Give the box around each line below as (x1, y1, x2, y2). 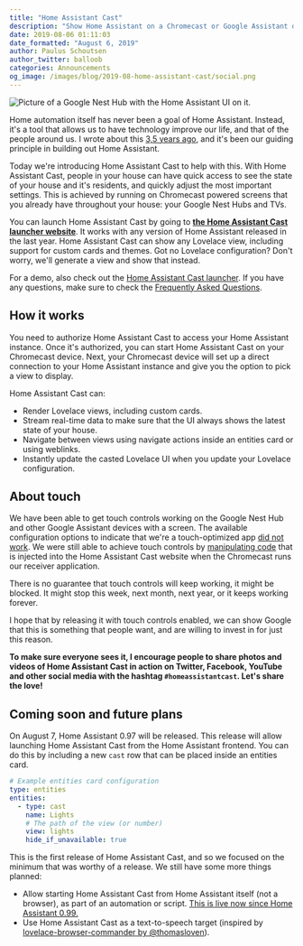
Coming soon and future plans (9, 706, 183, 722)
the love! (9, 681, 43, 691)
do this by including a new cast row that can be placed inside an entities (9, 750, 278, 761)
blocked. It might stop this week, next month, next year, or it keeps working (9, 588, 289, 598)
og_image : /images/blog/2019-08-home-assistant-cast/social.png (9, 72, 256, 81)
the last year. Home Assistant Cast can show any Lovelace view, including (9, 236, 284, 246)
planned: (9, 871, 42, 882)
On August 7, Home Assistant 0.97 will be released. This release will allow (9, 730, 282, 741)
